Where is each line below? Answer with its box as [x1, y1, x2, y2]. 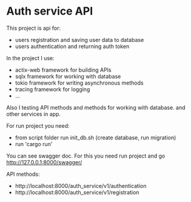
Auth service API [6, 4, 93, 18]
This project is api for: [6, 24, 61, 32]
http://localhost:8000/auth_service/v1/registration [15, 189, 139, 196]
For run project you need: [6, 122, 70, 129]
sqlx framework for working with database [15, 72, 121, 80]
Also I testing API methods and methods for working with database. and [6, 103, 186, 111]
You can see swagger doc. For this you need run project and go [6, 152, 166, 159]
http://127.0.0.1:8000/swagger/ [6, 158, 82, 165]
